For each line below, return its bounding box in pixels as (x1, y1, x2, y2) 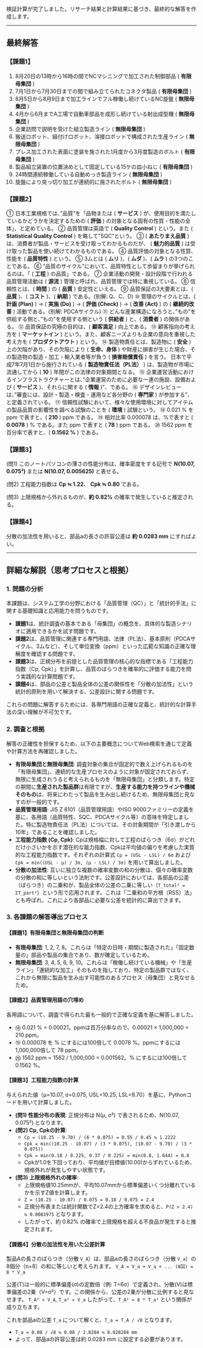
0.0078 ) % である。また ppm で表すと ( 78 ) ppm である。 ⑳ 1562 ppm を (6, 421, 193, 428)
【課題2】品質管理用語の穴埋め (6, 996, 84, 1003)
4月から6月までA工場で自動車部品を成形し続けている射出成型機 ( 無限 (14, 110, 190, 117)
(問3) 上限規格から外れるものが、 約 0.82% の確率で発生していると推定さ (6, 493, 188, 501)
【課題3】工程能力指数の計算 (6, 1077, 79, 1084)
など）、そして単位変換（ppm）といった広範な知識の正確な (44, 643, 191, 650)
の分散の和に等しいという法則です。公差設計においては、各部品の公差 (14, 873, 189, 881)
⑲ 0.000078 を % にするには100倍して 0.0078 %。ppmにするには (14, 1039, 181, 1046)
